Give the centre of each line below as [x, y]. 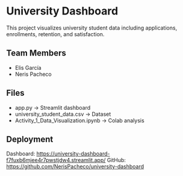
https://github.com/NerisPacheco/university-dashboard [75, 166]
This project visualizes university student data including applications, [92, 28]
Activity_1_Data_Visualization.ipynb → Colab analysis [79, 120]
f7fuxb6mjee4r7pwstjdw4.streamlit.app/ [56, 160]
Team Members [36, 53]
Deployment [30, 139]
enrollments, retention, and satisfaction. [55, 34]
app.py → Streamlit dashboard [53, 107]
